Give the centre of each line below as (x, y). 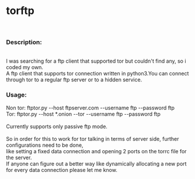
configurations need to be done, (45, 145)
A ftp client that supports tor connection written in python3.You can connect (97, 74)
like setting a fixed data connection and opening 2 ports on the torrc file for (96, 151)
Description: (24, 42)
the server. (19, 157)
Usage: (17, 95)
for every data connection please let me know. (62, 170)
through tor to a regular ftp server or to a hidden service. (74, 80)
